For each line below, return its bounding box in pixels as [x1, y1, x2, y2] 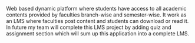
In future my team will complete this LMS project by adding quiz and [6, 24, 172, 31]
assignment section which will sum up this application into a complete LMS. [6, 30, 190, 37]
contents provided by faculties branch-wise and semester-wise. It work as [6, 11, 187, 18]
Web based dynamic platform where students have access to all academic [6, 5, 187, 12]
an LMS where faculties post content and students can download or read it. [6, 18, 189, 24]
